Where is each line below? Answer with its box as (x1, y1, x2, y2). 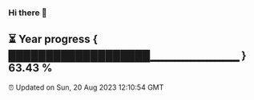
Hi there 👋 (8, 7, 48, 18)
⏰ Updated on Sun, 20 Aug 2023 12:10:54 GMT (8, 83, 164, 92)
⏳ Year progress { (8, 33, 99, 46)
